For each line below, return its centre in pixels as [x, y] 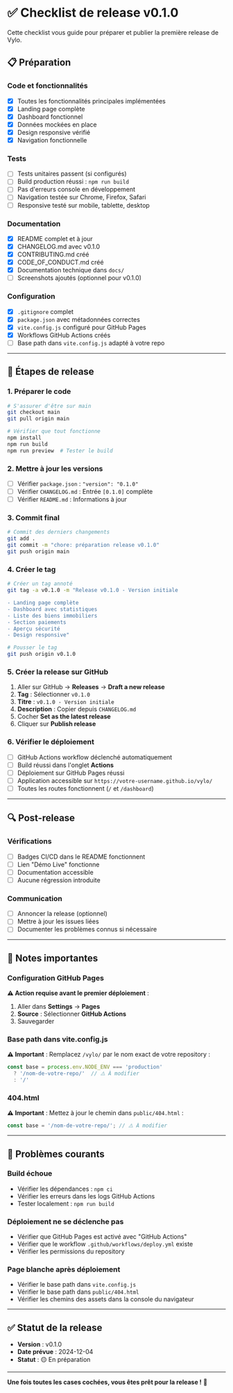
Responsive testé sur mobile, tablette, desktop [84, 205]
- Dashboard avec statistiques [52, 609]
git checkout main [34, 412]
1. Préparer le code [39, 392]
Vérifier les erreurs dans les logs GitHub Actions [86, 1196]
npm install [24, 438]
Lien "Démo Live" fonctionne [58, 864]
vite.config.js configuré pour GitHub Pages [82, 327]
